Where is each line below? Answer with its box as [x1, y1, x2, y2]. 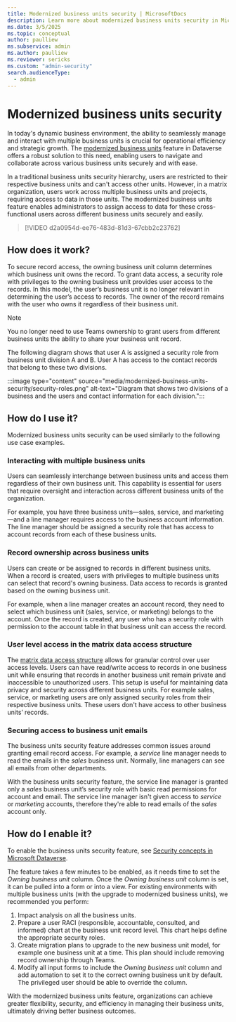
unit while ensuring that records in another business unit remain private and [7, 671, 226, 679]
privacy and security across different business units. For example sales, [7, 685, 215, 694]
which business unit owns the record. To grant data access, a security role [7, 270, 223, 278]
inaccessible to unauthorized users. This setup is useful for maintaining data [7, 678, 228, 686]
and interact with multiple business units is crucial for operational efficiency [7, 136, 226, 145]
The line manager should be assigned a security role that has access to [7, 523, 214, 531]
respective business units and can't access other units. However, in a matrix [7, 180, 228, 188]
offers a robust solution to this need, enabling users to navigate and [7, 152, 203, 160]
